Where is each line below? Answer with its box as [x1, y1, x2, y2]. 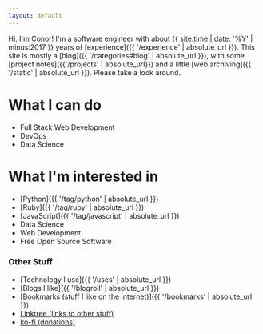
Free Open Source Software [19, 236, 112, 246]
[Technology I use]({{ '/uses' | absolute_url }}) [19, 274, 172, 284]
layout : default [8, 11, 62, 20]
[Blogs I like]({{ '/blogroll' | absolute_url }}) [19, 283, 160, 292]
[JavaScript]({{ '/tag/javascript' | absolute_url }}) [19, 211, 180, 220]
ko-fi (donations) [19, 317, 76, 327]
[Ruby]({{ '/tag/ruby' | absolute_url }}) [19, 202, 145, 212]
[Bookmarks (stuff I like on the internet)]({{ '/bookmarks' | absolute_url [19, 292, 253, 301]
